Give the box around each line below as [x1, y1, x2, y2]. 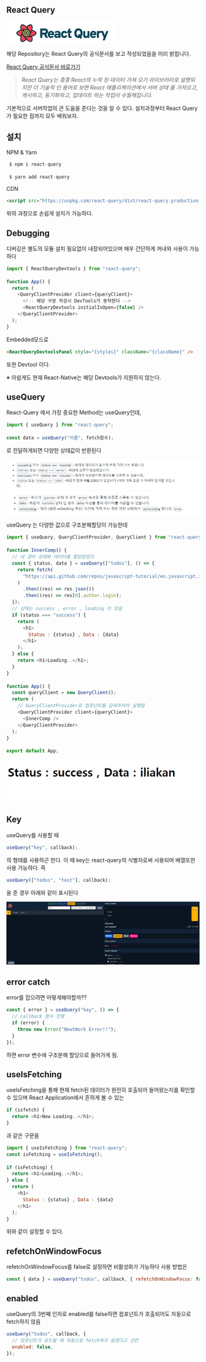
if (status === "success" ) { [12, 612, 86, 618]
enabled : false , [12, 1344, 53, 1350]
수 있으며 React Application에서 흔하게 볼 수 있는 [6, 1094, 124, 1101]
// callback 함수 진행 [12, 1013, 65, 1020]
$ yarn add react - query [9, 174, 70, 180]
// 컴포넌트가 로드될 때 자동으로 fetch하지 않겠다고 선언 [12, 1337, 139, 1344]
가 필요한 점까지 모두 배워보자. [6, 112, 78, 119]
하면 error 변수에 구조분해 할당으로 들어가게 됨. [6, 1051, 118, 1058]
